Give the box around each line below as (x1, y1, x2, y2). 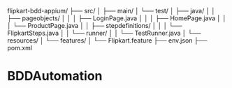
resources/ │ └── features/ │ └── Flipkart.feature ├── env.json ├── (7, 36, 208, 45)
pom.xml (7, 44, 33, 52)
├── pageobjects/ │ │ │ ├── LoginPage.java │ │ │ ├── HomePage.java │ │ (7, 14, 227, 22)
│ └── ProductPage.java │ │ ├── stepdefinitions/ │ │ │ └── (7, 22, 182, 29)
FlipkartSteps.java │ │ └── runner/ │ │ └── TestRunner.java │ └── (7, 29, 201, 37)
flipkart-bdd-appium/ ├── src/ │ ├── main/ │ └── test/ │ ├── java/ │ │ (7, 7, 216, 15)
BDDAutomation (7, 68, 103, 84)
